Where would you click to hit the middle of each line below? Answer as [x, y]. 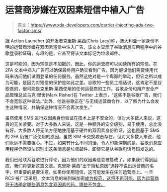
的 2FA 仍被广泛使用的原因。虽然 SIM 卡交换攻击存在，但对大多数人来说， [81, 136]
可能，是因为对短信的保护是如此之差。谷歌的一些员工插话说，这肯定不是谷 [85, 82]
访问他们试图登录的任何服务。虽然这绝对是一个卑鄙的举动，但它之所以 [85, 76]
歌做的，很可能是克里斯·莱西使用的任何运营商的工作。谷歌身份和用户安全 [80, 89]
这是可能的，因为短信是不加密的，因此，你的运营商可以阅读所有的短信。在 [81, 64]
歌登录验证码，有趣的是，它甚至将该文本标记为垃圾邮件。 [64, 53]
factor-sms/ [29, 30]
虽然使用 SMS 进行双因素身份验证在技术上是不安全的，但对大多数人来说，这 [83, 118]
